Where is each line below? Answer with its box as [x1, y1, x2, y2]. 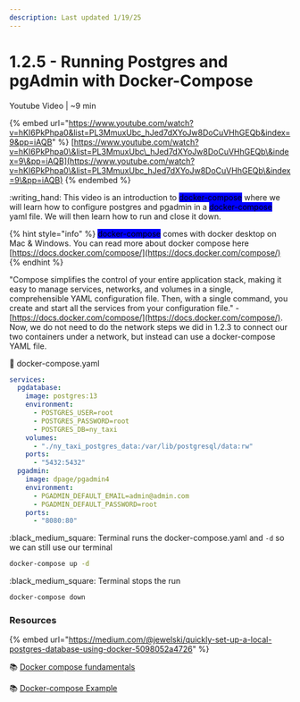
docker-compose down [9, 593, 87, 602]
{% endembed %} [64, 174, 131, 185]
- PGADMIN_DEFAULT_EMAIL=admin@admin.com [32, 491, 190, 501]
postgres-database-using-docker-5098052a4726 [9, 644, 194, 655]
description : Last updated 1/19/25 [9, 13, 142, 22]
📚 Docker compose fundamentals [9, 662, 136, 672]
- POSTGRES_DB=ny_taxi [32, 425, 118, 434]
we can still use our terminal [9, 542, 113, 553]
